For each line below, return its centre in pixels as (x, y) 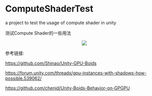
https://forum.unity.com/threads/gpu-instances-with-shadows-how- (76, 73)
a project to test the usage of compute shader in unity (61, 23)
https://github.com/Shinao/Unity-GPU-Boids (51, 63)
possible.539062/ (23, 78)
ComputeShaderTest (49, 9)
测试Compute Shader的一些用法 (38, 33)
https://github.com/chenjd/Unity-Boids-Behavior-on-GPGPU (68, 88)
